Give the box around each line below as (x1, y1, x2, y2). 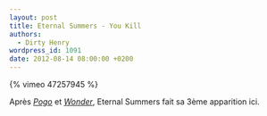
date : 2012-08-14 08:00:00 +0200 (9, 54, 134, 63)
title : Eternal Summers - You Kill (9, 21, 142, 30)
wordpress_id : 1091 (9, 46, 82, 55)
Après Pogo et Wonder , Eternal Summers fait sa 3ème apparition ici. (9, 96, 261, 107)
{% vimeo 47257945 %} (9, 79, 98, 89)
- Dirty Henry (17, 37, 70, 47)
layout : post (9, 12, 58, 22)
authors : (9, 29, 42, 38)
